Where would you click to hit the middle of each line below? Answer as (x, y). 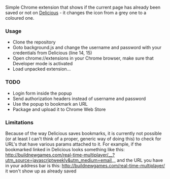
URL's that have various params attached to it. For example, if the (74, 144)
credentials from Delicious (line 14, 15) (52, 53)
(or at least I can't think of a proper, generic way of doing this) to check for (83, 139)
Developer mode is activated (42, 64)
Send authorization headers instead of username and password (79, 99)
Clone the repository (34, 42)
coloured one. (20, 18)
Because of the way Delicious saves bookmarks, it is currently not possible (83, 133)
